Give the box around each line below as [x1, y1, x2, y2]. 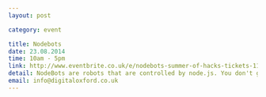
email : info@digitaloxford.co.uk [8, 76, 119, 84]
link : [8, 62, 26, 70]
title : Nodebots [8, 40, 62, 48]
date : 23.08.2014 [8, 47, 66, 55]
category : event [8, 25, 62, 34]
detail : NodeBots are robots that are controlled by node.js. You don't [8, 69, 253, 77]
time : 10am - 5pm [8, 54, 66, 63]
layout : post [8, 11, 51, 20]
